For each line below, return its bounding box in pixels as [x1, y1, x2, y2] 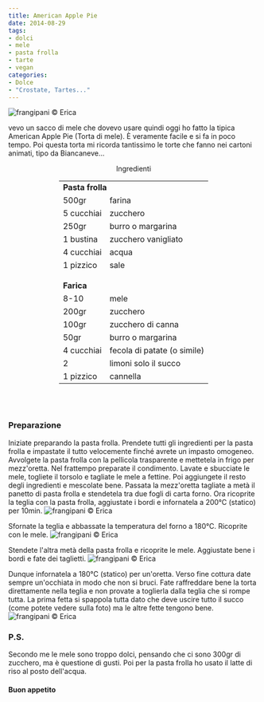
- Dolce [8, 78, 34, 86]
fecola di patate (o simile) [109, 345, 205, 356]
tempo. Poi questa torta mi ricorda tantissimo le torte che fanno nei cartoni [8, 140, 252, 150]
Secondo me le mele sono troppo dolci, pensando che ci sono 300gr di [8, 649, 241, 659]
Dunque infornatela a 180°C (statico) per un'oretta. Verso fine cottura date [8, 569, 251, 578]
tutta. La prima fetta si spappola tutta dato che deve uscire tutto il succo [8, 594, 244, 604]
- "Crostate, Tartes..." [8, 85, 91, 94]
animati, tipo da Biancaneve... [8, 148, 105, 158]
